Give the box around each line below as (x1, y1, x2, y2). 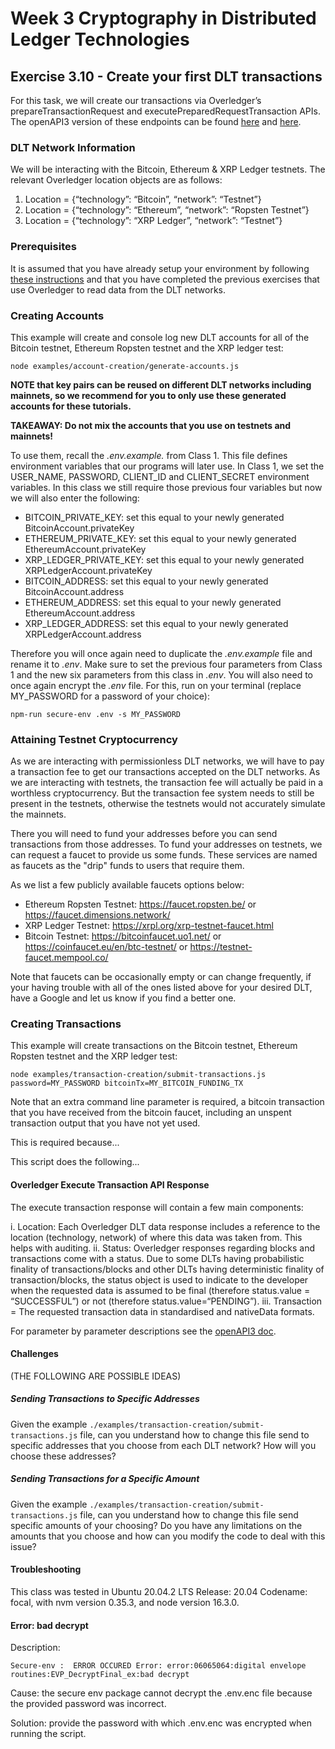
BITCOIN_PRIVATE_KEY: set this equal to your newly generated (24, 511, 285, 523)
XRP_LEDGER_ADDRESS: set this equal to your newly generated (24, 617, 289, 629)
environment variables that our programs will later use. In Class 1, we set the (10, 460, 325, 472)
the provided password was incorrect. (10, 1698, 167, 1710)
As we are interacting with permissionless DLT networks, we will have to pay (10, 755, 325, 767)
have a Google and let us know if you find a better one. (10, 992, 237, 1004)
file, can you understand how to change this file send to (79, 1428, 310, 1441)
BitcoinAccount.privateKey (24, 522, 135, 534)
